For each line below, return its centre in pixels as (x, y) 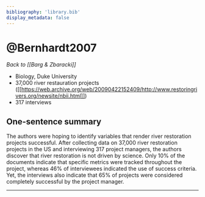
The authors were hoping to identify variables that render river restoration (99, 136)
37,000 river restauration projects (57, 83)
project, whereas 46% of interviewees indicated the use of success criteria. (102, 169)
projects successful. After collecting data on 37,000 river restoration (92, 143)
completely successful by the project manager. (65, 182)
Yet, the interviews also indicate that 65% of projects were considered (95, 175)
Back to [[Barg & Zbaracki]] (41, 65)
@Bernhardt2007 (52, 48)
